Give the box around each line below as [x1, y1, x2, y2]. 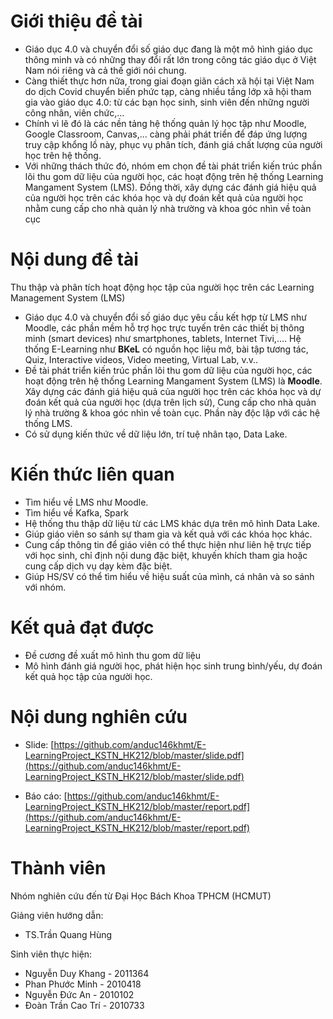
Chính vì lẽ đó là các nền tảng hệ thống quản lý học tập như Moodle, [24, 117, 307, 129]
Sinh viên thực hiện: [10, 948, 93, 960]
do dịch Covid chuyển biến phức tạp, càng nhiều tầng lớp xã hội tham [24, 85, 312, 97]
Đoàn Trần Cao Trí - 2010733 [24, 999, 145, 1011]
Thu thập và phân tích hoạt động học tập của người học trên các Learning [10, 281, 315, 293]
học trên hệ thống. [24, 149, 102, 161]
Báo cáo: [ [24, 790, 68, 802]
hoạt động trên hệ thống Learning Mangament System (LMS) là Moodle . [24, 375, 323, 387]
